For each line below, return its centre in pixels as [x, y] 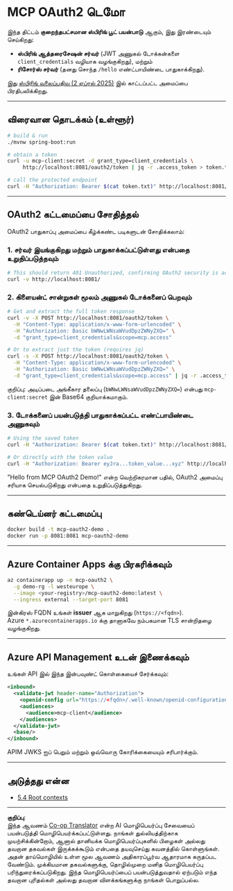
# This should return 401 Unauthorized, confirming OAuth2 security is [113, 273]
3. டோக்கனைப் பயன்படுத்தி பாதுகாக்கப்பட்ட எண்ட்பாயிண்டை [100, 415]
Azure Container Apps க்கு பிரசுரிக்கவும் [89, 564]
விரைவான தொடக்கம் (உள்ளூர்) [71, 120]
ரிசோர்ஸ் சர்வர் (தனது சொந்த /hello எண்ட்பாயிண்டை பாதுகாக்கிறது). [111, 69]
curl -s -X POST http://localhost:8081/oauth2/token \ [88, 356]
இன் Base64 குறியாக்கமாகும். [89, 397]
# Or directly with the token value [60, 457]
